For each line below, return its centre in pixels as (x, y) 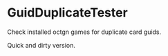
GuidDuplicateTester (67, 13)
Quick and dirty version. (41, 45)
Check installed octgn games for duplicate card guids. (84, 32)
